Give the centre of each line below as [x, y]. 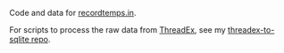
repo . [41, 39]
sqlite [19, 39]
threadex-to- [251, 30]
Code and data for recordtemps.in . [73, 13]
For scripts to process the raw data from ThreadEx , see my [117, 30]
